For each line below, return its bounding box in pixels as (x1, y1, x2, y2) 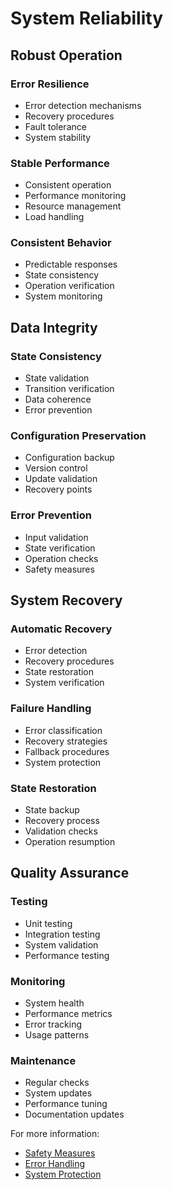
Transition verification (24, 383, 115, 395)
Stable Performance (10, 156, 110, 170)
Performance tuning (24, 1098, 108, 1110)
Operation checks (24, 552, 99, 564)
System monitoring (24, 290, 103, 302)
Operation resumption (24, 836, 116, 848)
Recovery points (24, 483, 93, 496)
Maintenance (10, 1053, 77, 1067)
